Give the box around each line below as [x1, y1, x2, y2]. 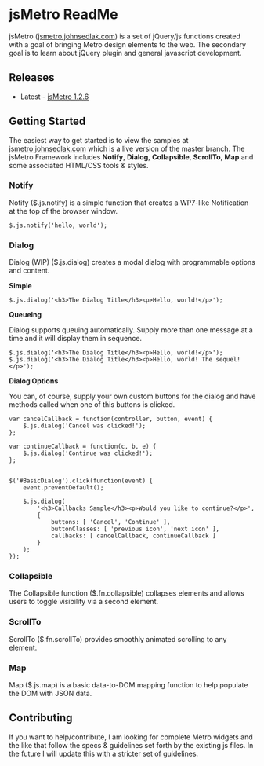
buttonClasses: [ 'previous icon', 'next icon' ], [50, 525, 220, 533]
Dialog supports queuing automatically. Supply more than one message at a [9, 325, 253, 335]
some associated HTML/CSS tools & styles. [9, 160, 149, 170]
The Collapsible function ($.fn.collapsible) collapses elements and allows [9, 588, 245, 598]
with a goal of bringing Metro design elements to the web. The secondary [9, 39, 246, 49]
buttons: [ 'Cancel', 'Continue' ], [50, 519, 171, 526]
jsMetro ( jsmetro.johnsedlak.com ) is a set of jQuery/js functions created [9, 31, 241, 41]
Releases [9, 71, 55, 84]
